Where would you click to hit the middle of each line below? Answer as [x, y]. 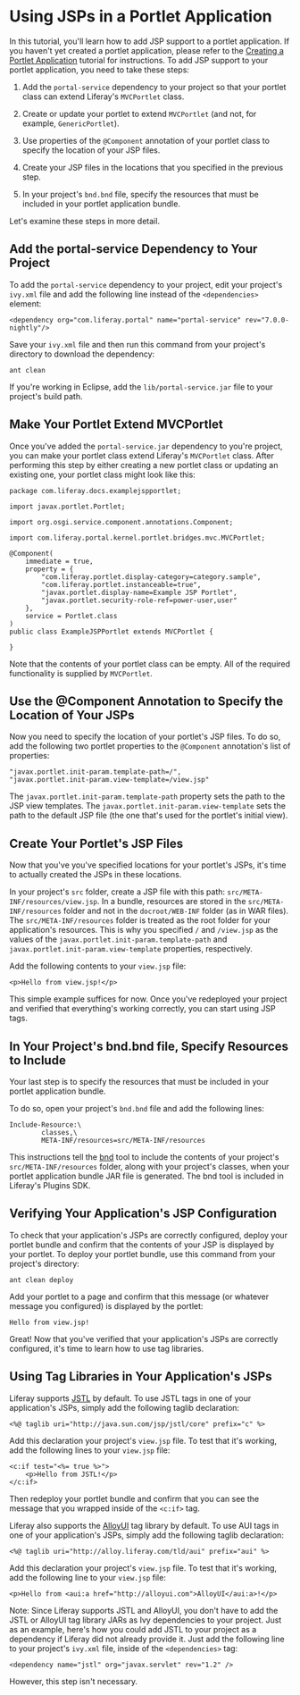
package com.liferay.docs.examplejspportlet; [95, 491]
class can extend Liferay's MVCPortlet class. [103, 96]
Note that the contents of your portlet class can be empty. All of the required [150, 664]
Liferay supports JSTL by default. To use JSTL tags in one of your [130, 1398]
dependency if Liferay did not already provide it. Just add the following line [147, 1639]
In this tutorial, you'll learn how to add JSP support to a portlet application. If [150, 41]
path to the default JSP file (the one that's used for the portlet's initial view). [149, 816]
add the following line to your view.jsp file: [88, 1577]
